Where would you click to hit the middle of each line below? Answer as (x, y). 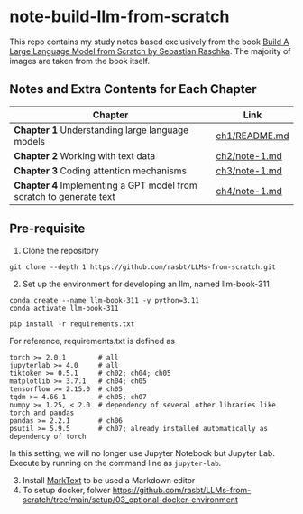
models (30, 141)
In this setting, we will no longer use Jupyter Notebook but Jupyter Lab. (142, 453)
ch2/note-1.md (249, 155)
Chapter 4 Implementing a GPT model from (106, 185)
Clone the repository (60, 250)
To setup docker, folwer (66, 490)
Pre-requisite (47, 229)
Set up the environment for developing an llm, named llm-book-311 (146, 284)
